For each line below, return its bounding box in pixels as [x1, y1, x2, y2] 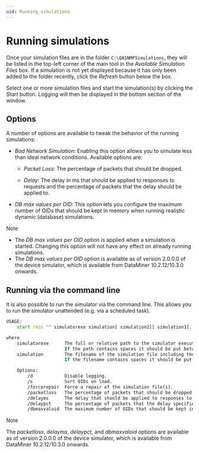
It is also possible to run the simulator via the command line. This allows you [6, 301, 192, 308]
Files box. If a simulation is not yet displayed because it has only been [6, 66, 176, 74]
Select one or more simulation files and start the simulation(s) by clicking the [6, 84, 194, 91]
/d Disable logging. [27, 373, 108, 379]
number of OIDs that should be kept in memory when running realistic [14, 207, 185, 214]
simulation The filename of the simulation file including [17, 351, 184, 358]
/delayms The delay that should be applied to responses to [27, 395, 192, 401]
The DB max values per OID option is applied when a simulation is [14, 237, 176, 244]
